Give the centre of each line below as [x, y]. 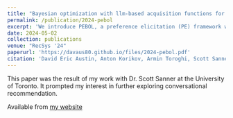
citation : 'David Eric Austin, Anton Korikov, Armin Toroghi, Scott [108, 59]
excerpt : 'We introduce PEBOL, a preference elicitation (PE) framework [114, 26]
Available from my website [45, 107]
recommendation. [32, 93]
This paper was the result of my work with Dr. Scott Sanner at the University [116, 78]
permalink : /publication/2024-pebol [60, 20]
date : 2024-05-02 [32, 33]
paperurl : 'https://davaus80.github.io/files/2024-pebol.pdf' [99, 53]
